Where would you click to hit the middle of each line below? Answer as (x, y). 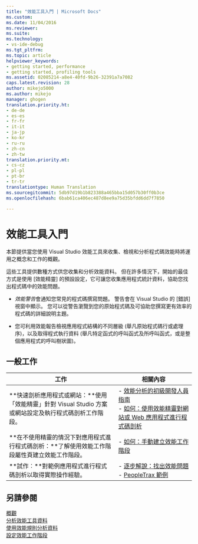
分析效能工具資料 (27, 520)
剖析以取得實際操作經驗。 (51, 475)
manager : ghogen (26, 99)
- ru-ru (16, 143)
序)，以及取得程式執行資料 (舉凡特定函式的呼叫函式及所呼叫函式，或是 (100, 333)
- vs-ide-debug (25, 45)
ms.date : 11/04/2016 (32, 22)
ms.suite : (18, 34)
